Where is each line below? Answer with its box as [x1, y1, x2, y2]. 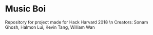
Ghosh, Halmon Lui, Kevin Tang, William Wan [5, 24, 95, 30]
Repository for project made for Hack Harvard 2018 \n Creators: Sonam [5, 19, 148, 25]
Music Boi [5, 3, 46, 14]
